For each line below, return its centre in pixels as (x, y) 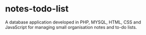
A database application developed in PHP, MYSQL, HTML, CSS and (73, 22)
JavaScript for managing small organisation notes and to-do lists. (71, 27)
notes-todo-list (37, 9)
